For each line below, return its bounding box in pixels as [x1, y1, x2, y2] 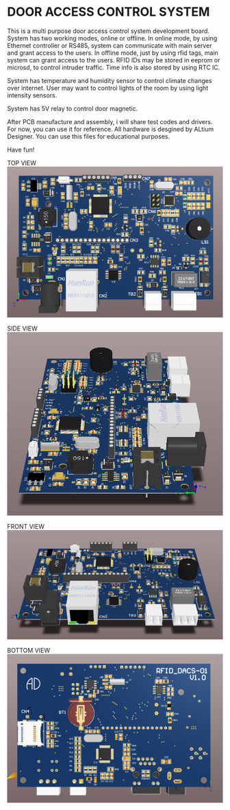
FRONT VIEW [7, 523, 45, 531]
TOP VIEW [7, 158, 36, 167]
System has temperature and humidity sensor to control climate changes [7, 76, 212, 84]
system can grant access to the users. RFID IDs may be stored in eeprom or [7, 56, 220, 64]
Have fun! [7, 145, 35, 154]
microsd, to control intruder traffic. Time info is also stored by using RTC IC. [7, 63, 220, 71]
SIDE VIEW [7, 324, 38, 333]
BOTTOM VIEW [7, 646, 51, 655]
